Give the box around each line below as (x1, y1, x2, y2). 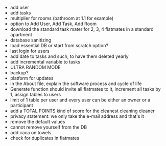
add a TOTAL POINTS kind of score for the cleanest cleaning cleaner (10, 108, 155, 114)
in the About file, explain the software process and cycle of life (10, 80, 142, 87)
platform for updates (10, 75, 54, 81)
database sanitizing (10, 37, 52, 43)
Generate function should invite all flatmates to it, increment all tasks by (10, 86, 161, 92)
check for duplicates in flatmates (10, 135, 80, 141)
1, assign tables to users (10, 92, 61, 97)
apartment (10, 32, 32, 37)
